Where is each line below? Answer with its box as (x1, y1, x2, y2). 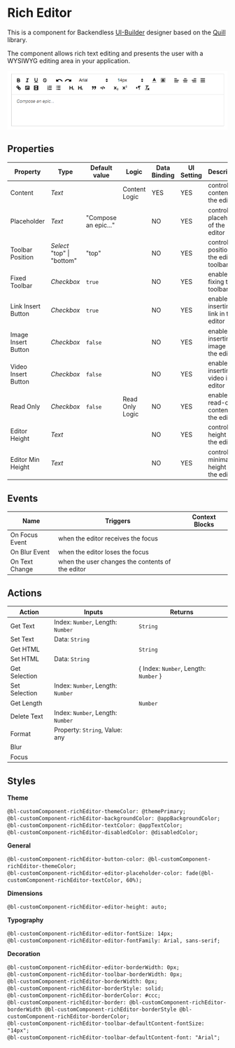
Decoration (7, 950, 41, 958)
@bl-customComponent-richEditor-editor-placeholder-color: (7, 870, 183, 877)
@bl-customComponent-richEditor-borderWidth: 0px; (7, 978, 158, 986)
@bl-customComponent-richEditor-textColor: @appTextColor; (7, 822, 183, 829)
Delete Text (10, 712, 43, 721)
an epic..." (85, 221, 115, 229)
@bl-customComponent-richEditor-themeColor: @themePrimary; (7, 808, 187, 815)
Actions (7, 587, 42, 599)
